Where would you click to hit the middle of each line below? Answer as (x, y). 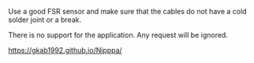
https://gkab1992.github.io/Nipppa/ (65, 50)
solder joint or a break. (45, 20)
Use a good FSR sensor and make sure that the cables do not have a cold (127, 11)
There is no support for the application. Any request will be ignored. (118, 35)
